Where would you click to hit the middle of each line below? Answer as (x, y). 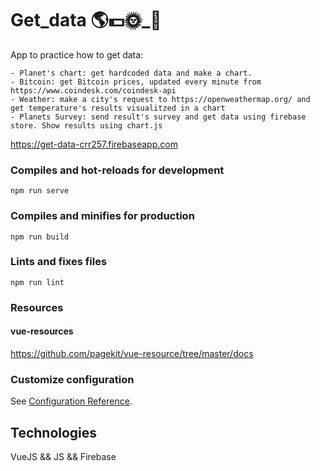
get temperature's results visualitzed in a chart (118, 108)
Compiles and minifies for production (102, 216)
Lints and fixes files (59, 262)
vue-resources (42, 331)
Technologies (54, 432)
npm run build (40, 237)
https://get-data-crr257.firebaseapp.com (94, 144)
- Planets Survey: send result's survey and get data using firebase (158, 117)
